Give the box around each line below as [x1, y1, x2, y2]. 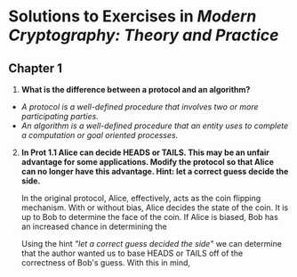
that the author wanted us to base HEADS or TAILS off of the [20, 248, 244, 258]
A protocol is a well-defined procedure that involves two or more [20, 102, 259, 112]
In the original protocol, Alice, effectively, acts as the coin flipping [20, 193, 261, 203]
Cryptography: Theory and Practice [8, 25, 279, 45]
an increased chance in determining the [20, 221, 167, 232]
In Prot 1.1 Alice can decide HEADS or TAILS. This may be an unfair [20, 147, 270, 158]
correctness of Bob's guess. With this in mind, [20, 257, 191, 268]
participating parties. [20, 111, 99, 121]
